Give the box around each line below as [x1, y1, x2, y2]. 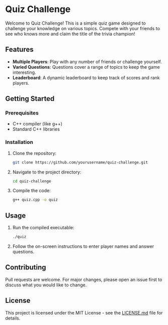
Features [5, 45, 34, 54]
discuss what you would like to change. [5, 282, 87, 288]
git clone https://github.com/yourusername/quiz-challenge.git [12, 159, 148, 165]
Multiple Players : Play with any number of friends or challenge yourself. [12, 59, 162, 65]
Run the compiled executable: [12, 225, 74, 231]
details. [5, 315, 21, 321]
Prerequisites [5, 109, 39, 116]
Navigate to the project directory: [12, 169, 81, 175]
